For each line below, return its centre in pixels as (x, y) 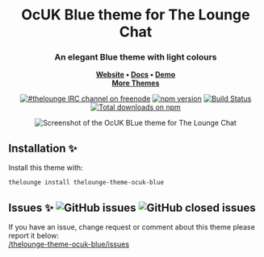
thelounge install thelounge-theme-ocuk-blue (86, 183)
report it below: (34, 235)
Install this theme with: (46, 168)
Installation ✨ (43, 148)
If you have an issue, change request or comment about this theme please (132, 226)
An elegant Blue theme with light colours (136, 57)
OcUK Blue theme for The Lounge (136, 15)
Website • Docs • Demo (136, 75)
